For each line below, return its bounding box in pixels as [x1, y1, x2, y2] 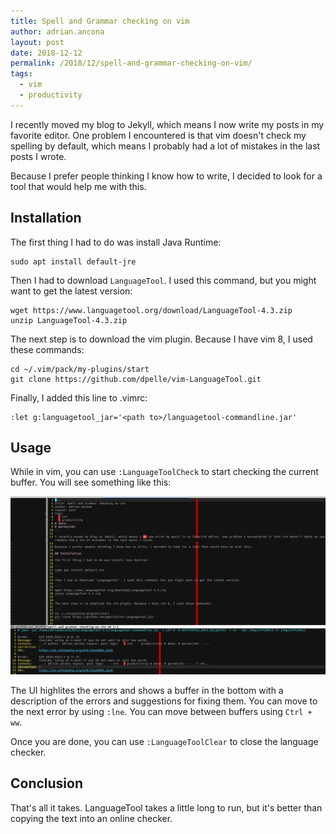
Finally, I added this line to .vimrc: [10, 391, 148, 404]
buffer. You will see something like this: [10, 476, 172, 489]
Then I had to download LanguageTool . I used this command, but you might [10, 274, 317, 286]
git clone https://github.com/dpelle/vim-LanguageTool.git [10, 374, 262, 384]
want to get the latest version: [10, 285, 133, 297]
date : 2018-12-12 [10, 48, 83, 58]
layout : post [10, 37, 65, 47]
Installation [10, 210, 82, 227]
